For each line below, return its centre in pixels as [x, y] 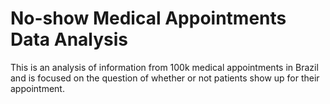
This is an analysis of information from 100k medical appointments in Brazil [164, 67]
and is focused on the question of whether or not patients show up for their [165, 78]
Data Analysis [69, 39]
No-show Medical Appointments [148, 18]
